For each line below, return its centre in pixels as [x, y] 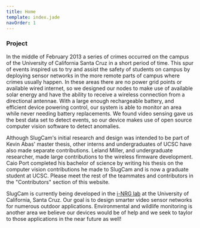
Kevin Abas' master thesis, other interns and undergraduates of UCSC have [99, 144]
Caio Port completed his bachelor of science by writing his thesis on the [95, 163]
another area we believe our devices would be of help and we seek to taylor [99, 213]
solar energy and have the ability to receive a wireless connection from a [96, 94]
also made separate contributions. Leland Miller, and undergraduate [90, 150]
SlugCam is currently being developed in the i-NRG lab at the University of [98, 193]
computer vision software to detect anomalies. [63, 126]
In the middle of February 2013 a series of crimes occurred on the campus [98, 57]
